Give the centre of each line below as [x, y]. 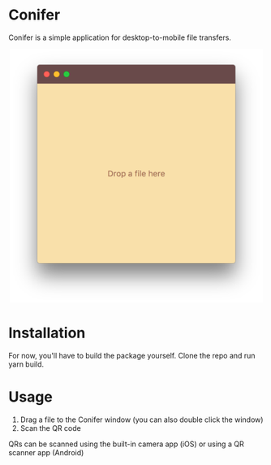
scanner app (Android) [46, 452]
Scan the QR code [50, 428]
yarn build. [26, 364]
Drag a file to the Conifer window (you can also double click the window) [142, 419]
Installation [47, 333]
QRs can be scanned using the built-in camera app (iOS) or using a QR [127, 444]
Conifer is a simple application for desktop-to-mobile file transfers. [120, 37]
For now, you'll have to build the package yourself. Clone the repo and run [132, 355]
